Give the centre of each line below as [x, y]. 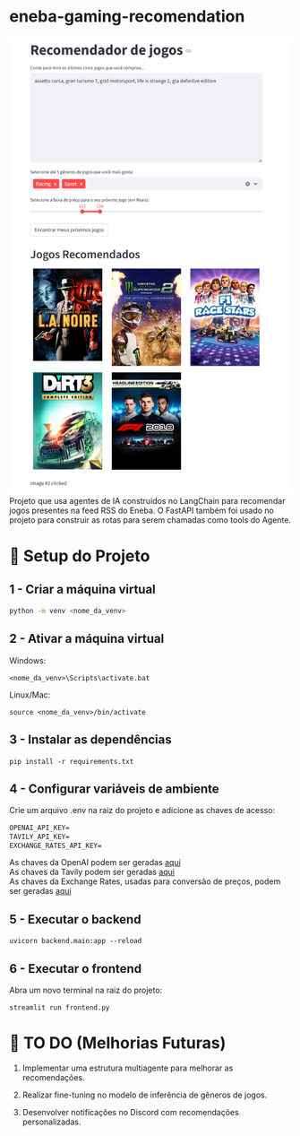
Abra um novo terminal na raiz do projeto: [86, 990]
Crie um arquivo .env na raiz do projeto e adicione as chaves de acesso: [142, 811]
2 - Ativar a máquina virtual [87, 639]
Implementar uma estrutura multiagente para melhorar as [128, 1068]
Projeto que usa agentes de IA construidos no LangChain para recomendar [147, 501]
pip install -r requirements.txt [72, 761]
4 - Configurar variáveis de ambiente [114, 789]
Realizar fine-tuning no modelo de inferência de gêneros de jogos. [145, 1095]
